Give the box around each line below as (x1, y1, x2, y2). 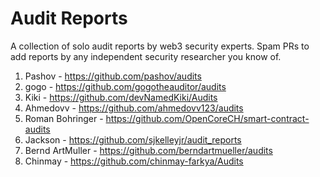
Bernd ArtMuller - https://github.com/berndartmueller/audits (24, 144, 273, 156)
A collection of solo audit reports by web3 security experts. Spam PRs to (10, 40, 310, 52)
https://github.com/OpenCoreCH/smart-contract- (105, 112, 310, 124)
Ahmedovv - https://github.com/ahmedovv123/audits (24, 102, 244, 114)
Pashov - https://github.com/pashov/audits (24, 70, 202, 82)
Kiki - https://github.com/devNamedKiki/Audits (24, 91, 218, 103)
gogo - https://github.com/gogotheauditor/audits (24, 80, 227, 92)
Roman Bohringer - (24, 112, 104, 124)
